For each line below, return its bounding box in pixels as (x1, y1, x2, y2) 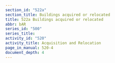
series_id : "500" (5, 26, 42, 31)
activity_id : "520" (5, 36, 47, 41)
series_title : (5, 31, 36, 36)
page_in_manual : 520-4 (5, 45, 53, 50)
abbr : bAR (5, 21, 26, 27)
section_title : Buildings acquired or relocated (5, 12, 110, 17)
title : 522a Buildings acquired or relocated (5, 17, 103, 22)
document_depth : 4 (5, 50, 44, 55)
